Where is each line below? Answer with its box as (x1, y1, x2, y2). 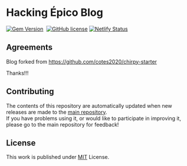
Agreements (6, 42, 53, 52)
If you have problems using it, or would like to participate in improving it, (6, 115, 182, 122)
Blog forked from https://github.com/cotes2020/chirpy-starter (6, 58, 158, 65)
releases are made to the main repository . (6, 108, 107, 115)
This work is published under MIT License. (6, 154, 110, 161)
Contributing (6, 87, 54, 97)
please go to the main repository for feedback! (6, 121, 119, 128)
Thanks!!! (6, 69, 29, 77)
